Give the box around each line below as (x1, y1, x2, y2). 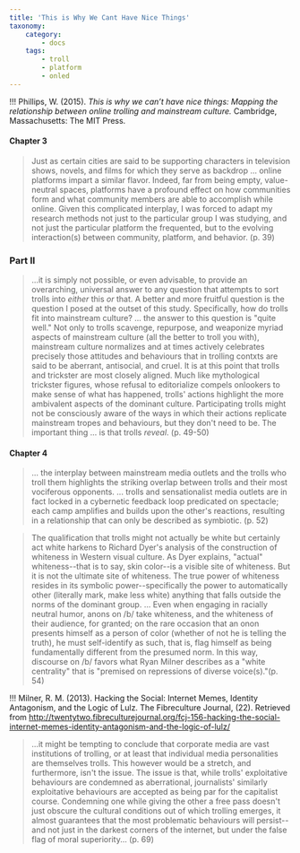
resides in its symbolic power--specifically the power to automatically (30, 580, 288, 591)
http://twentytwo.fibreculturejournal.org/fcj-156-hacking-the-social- (28, 712, 280, 723)
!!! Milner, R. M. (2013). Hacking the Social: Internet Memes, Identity (9, 692, 258, 704)
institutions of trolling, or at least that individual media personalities (30, 748, 279, 759)
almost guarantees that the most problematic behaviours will (30, 815, 255, 826)
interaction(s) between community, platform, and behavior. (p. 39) (30, 231, 275, 242)
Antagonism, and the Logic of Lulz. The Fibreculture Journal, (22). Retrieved (9, 702, 291, 713)
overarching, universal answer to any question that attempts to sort (30, 284, 279, 295)
